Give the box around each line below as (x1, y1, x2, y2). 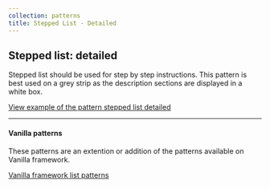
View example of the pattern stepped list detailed (8, 102, 171, 112)
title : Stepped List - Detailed (8, 19, 117, 27)
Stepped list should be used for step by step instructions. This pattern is (8, 70, 247, 80)
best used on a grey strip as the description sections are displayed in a (8, 78, 243, 88)
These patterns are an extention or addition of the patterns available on (8, 146, 244, 156)
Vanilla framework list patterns (8, 170, 109, 180)
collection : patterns (8, 11, 81, 20)
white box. (8, 87, 43, 97)
